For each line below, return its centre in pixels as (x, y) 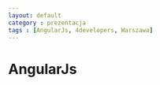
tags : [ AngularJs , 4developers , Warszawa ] (81, 30)
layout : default (35, 15)
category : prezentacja (47, 23)
